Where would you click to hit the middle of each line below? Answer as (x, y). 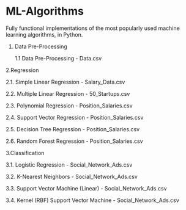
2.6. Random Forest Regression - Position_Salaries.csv (74, 141)
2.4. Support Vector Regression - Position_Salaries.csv (75, 117)
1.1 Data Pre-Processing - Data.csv (58, 58)
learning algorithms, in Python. (44, 34)
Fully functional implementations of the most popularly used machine (93, 28)
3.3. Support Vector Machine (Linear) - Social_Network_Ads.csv (86, 188)
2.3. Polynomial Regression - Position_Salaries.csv (69, 106)
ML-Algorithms (45, 11)
